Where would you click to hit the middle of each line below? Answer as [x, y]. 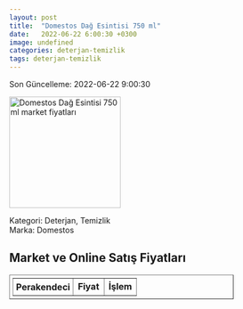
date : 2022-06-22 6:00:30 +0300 [73, 34]
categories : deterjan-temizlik [67, 51]
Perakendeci [44, 287]
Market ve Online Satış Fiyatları [98, 258]
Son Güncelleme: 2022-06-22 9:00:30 [80, 84]
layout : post [33, 17]
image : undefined [41, 42]
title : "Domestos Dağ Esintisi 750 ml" [85, 26]
